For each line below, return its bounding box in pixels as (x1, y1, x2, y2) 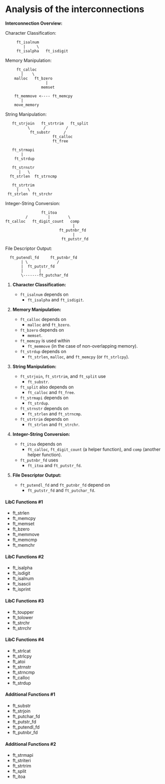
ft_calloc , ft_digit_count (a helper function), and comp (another (27, 446, 161, 452)
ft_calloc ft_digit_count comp (5, 219, 80, 224)
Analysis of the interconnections (5, 4, 144, 15)
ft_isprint (12, 586, 31, 593)
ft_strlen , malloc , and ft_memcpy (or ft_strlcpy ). (27, 354, 129, 360)
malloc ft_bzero (14, 76, 53, 81)
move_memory (14, 102, 39, 107)
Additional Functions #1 (5, 691, 55, 697)
